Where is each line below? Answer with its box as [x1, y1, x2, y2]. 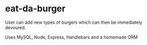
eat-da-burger [5, 3, 66, 14]
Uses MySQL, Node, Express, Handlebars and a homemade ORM [5, 34, 138, 40]
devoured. [5, 24, 26, 30]
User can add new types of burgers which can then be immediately [5, 19, 143, 25]
